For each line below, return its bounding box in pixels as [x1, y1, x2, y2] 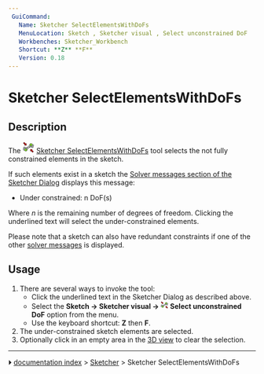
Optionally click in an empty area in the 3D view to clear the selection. [19, 335, 246, 344]
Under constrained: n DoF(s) [19, 193, 112, 202]
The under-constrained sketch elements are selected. [19, 326, 194, 335]
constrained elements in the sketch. [8, 154, 124, 163]
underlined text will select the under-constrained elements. [8, 217, 200, 225]
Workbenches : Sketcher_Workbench [18, 38, 128, 46]
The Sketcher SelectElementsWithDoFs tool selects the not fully [8, 146, 229, 155]
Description [8, 120, 67, 134]
